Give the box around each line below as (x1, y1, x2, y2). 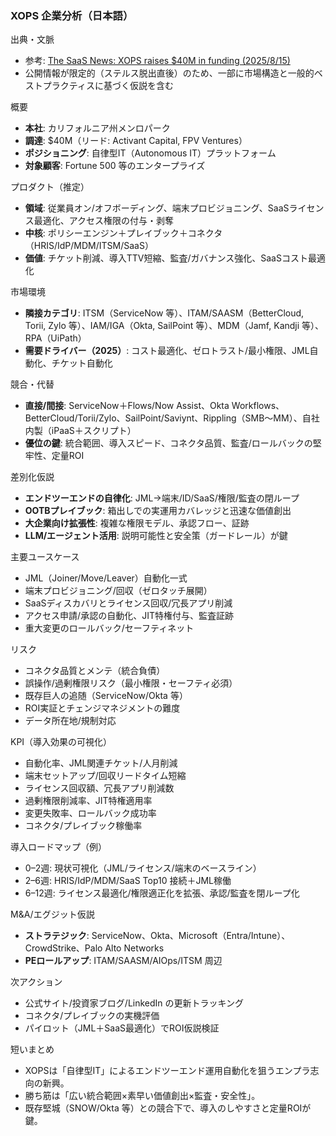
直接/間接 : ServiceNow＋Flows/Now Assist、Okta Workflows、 (24, 400, 285, 412)
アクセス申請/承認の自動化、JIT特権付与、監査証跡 (24, 610, 234, 622)
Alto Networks (104, 942, 165, 954)
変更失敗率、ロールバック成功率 (24, 807, 157, 819)
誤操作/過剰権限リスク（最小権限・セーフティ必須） (24, 677, 238, 689)
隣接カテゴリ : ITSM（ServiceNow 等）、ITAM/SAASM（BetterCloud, (24, 307, 305, 319)
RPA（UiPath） (24, 332, 87, 344)
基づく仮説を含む (103, 80, 174, 92)
